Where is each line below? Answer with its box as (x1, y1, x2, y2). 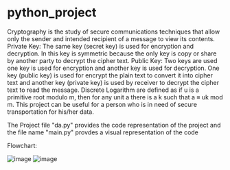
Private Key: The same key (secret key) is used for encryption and (7, 42, 194, 50)
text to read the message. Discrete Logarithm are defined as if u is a (7, 86, 199, 94)
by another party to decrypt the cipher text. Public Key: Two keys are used (7, 56, 218, 64)
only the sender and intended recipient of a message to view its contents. (7, 34, 215, 42)
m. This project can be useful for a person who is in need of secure (7, 100, 198, 108)
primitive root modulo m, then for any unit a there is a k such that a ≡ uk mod (7, 93, 223, 101)
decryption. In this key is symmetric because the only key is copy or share (7, 49, 217, 58)
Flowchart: (7, 141, 38, 149)
